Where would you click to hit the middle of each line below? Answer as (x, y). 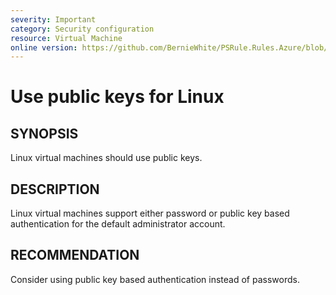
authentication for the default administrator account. (118, 224)
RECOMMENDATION (75, 255)
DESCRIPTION (55, 189)
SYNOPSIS (44, 133)
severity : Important (53, 19)
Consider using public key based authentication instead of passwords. (155, 279)
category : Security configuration (82, 29)
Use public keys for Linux (117, 97)
